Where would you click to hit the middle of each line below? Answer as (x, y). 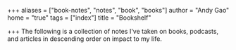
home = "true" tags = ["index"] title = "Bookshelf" (79, 18)
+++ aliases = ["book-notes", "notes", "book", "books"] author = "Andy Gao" (118, 10)
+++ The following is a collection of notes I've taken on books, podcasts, (113, 31)
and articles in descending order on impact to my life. (85, 39)
